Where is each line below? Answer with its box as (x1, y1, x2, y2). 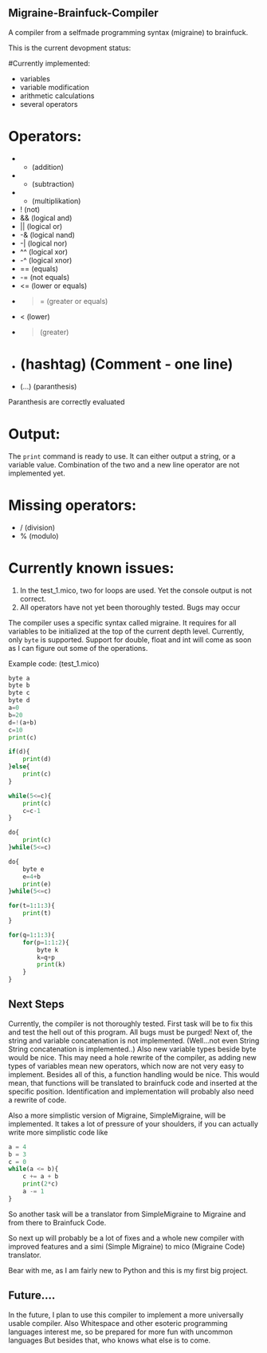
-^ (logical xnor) (19, 255, 73, 265)
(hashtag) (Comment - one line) (19, 355, 234, 373)
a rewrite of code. (8, 1095, 67, 1104)
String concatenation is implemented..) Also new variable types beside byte (8, 1044, 257, 1054)
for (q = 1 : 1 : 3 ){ (8, 931, 56, 939)
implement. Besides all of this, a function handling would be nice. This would (8, 1069, 260, 1079)
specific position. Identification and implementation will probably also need (8, 1087, 254, 1096)
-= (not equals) (19, 272, 70, 282)
